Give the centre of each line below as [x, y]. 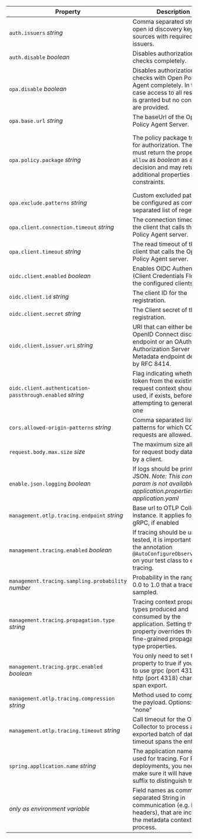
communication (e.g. [161, 805]
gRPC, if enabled [156, 523]
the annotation [152, 547]
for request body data [162, 452]
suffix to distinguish [159, 781]
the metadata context [162, 820]
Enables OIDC [151, 268]
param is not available [163, 483]
